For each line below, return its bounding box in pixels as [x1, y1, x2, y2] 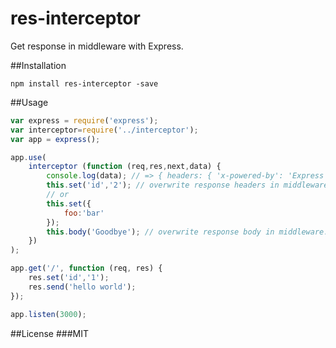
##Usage [10, 96, 49, 108]
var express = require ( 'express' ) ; [10, 115, 159, 126]
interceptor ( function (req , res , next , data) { [28, 162, 222, 172]
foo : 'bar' [63, 208, 105, 218]
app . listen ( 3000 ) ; [10, 309, 87, 319]
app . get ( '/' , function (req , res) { [10, 263, 163, 274]
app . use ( [10, 152, 47, 162]
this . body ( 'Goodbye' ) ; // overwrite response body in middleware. [46, 227, 329, 237]
